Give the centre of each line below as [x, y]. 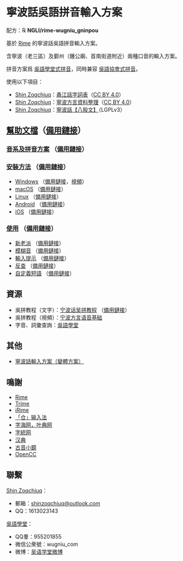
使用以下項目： [25, 82]
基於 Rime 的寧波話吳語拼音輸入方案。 [54, 43]
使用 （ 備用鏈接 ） [32, 229]
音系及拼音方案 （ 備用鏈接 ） [47, 149]
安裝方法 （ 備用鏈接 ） [38, 167]
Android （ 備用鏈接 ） [41, 204]
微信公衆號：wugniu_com [46, 544]
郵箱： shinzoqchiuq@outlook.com [57, 504]
